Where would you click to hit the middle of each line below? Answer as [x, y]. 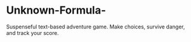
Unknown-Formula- [56, 10]
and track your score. [33, 33]
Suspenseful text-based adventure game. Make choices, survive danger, [95, 27]
